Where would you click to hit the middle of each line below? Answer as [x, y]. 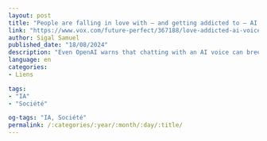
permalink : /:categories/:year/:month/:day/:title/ [95, 125]
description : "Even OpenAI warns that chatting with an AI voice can [126, 52]
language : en [30, 60]
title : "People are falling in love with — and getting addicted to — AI [133, 23]
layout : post [30, 15]
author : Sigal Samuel [44, 38]
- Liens [21, 74]
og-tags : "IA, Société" [48, 118]
